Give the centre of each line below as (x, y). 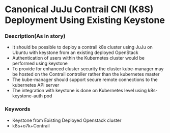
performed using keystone (40, 63)
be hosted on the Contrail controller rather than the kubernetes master (86, 74)
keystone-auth (27, 96)
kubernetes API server (36, 85)
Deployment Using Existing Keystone (85, 20)
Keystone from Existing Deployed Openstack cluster (67, 120)
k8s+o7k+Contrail (31, 125)
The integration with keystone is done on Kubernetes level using (79, 91)
